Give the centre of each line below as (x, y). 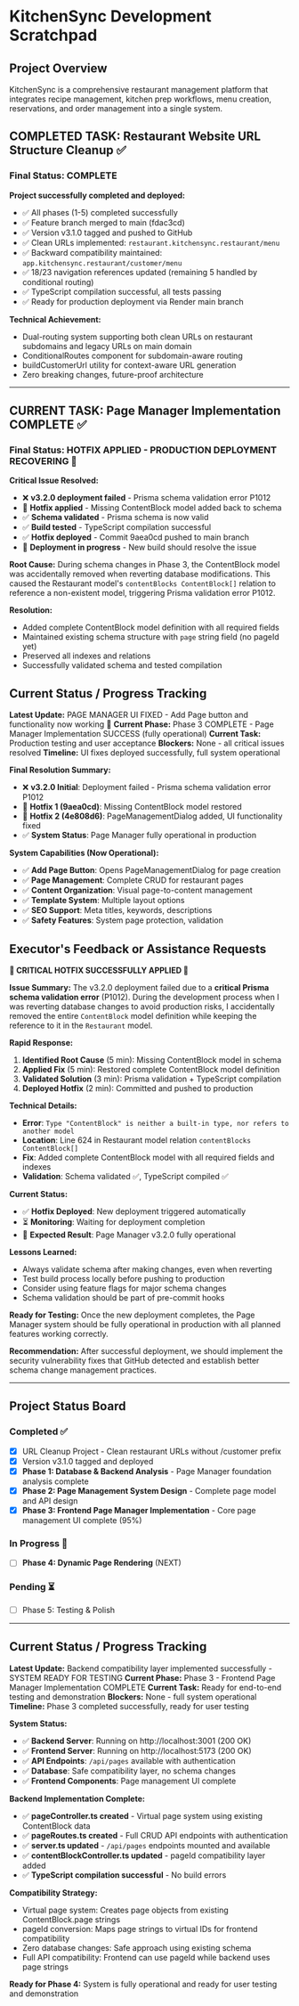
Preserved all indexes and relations (86, 656)
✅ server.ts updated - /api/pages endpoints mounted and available (146, 1845)
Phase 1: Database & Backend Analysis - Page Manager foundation (147, 1471)
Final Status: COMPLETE (63, 175)
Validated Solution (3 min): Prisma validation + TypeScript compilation (152, 1079)
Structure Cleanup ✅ (68, 150)
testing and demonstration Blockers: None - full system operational (133, 1696)
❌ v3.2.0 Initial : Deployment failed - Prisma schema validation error (146, 787)
